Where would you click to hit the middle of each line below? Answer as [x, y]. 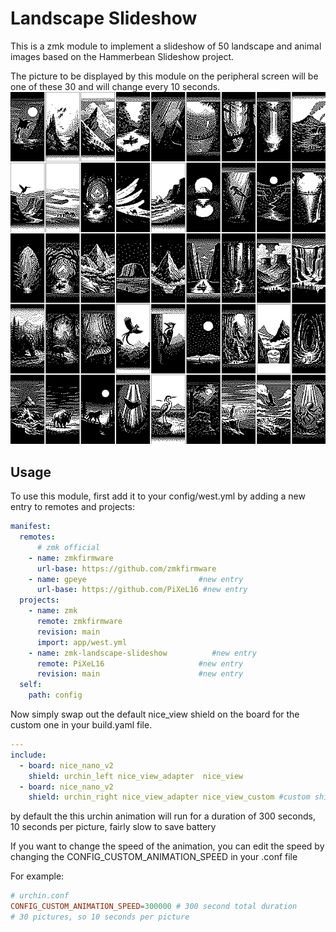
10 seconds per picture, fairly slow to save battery [113, 827]
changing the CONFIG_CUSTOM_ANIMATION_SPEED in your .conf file [154, 857]
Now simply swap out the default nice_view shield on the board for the [155, 714]
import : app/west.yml [82, 642]
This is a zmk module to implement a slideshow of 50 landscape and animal [166, 46]
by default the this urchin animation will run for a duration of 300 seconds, [163, 816]
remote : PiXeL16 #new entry [140, 663]
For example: [37, 876]
